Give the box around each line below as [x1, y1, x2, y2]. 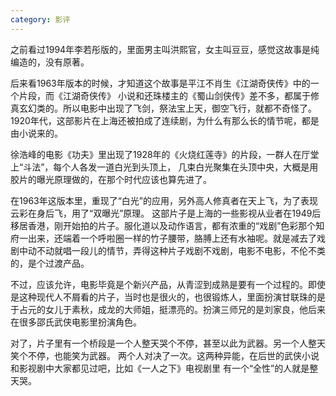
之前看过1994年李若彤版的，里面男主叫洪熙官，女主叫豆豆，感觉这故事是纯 [10, 43, 320, 55]
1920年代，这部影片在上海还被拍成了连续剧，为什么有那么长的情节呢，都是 [10, 114, 320, 126]
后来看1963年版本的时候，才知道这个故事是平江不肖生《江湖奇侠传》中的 [10, 77, 311, 89]
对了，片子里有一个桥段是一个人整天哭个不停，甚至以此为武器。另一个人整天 [10, 337, 326, 349]
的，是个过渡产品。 [10, 257, 90, 269]
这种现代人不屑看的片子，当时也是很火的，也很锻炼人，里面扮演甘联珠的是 [18, 291, 326, 303]
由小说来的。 [10, 127, 63, 139]
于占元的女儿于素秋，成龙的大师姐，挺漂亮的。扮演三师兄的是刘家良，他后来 [10, 303, 326, 315]
